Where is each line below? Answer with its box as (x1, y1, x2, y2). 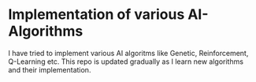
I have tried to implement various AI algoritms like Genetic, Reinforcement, (8, 48, 249, 58)
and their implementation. (8, 65, 91, 74)
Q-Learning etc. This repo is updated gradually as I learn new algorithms (8, 57, 244, 66)
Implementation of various (8, 6, 185, 24)
